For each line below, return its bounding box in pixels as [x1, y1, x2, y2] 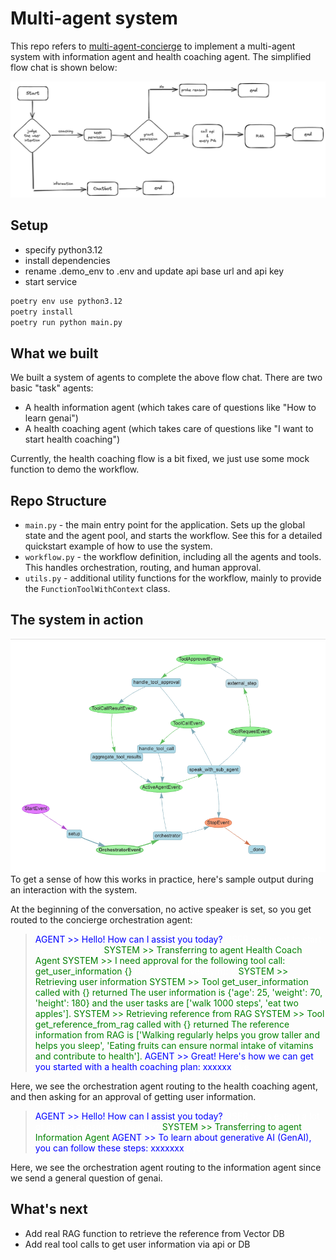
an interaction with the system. [10, 883, 138, 896]
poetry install [10, 307, 74, 317]
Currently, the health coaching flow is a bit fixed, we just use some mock [10, 453, 310, 465]
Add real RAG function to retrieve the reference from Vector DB [24, 1227, 285, 1239]
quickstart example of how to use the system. [24, 540, 213, 552]
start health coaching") [24, 433, 121, 446]
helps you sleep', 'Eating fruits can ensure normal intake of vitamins [34, 1039, 314, 1051]
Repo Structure [10, 492, 107, 509]
